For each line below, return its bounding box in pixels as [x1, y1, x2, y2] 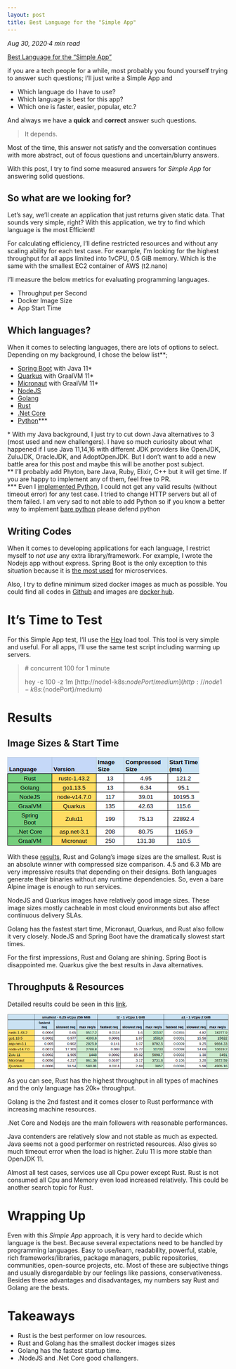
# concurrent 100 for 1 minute [24, 663, 110, 672]
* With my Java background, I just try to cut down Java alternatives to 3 [7, 430, 215, 439]
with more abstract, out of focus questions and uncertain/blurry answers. [7, 151, 220, 159]
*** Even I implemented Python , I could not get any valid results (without [7, 483, 217, 491]
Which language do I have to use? [17, 87, 116, 96]
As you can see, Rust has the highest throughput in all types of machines [7, 1076, 219, 1085]
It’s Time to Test [7, 612, 103, 628]
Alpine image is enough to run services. [7, 882, 122, 891]
